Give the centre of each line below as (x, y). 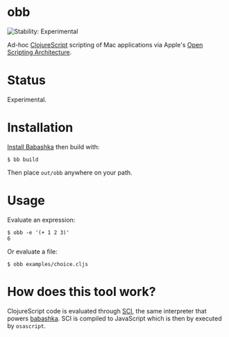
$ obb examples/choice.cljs (48, 264)
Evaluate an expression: (41, 220)
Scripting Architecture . (40, 52)
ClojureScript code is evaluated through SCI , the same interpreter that (107, 311)
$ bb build (23, 159)
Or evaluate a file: (32, 252)
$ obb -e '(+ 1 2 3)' (39, 232)
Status (27, 80)
